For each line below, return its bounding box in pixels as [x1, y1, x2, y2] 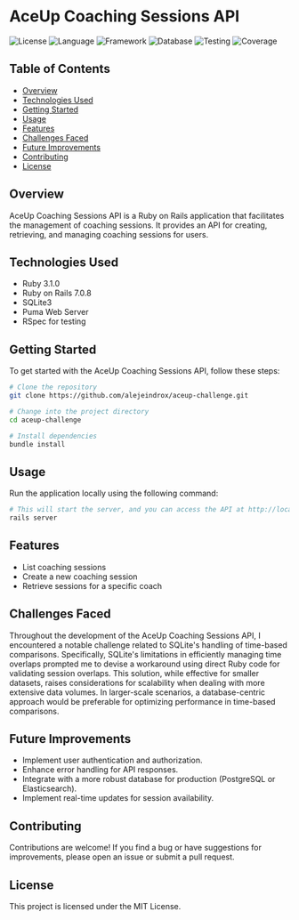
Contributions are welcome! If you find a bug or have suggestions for [9, 843, 263, 853]
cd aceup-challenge [9, 416, 82, 424]
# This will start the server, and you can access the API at [9, 505, 245, 514]
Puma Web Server [21, 307, 89, 318]
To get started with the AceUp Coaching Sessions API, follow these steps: [9, 366, 280, 376]
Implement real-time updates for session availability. [21, 793, 214, 803]
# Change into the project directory [9, 407, 149, 416]
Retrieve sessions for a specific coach [21, 580, 163, 591]
